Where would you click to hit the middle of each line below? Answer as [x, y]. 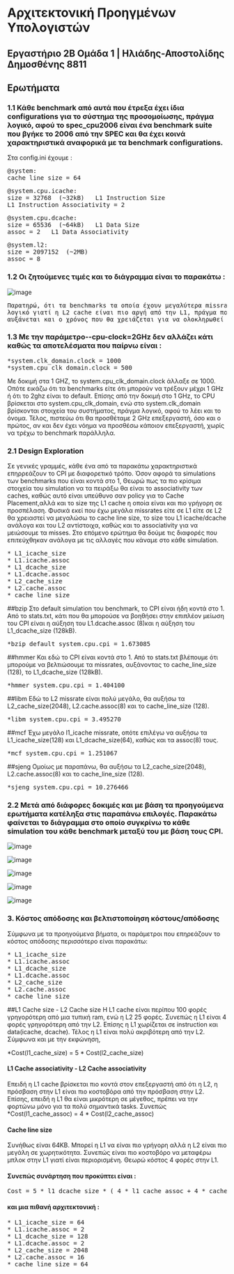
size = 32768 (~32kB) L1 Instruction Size [86, 198]
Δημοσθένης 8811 [47, 64]
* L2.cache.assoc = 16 [46, 1257]
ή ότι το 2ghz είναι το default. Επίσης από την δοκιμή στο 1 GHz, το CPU [111, 396]
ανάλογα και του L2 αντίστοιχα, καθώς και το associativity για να [103, 525]
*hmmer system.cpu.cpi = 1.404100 [66, 685]
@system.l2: [28, 245]
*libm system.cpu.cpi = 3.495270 [64, 720]
